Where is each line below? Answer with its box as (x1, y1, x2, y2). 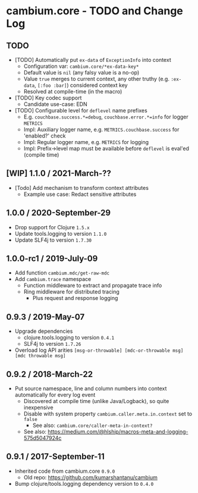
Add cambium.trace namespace (14, 276, 92, 283)
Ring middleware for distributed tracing (23, 288, 120, 295)
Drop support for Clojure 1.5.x (14, 223, 90, 230)
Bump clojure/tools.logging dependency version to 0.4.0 (14, 480, 154, 487)
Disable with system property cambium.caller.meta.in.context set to (23, 410, 193, 417)
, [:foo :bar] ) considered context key (34, 82, 128, 89)
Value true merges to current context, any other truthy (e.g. (23, 76, 169, 82)
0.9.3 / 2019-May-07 (6, 311, 85, 322)
